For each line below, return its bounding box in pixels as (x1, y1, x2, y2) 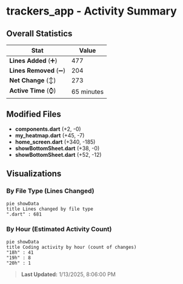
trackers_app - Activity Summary (6, 4, 177, 18)
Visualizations (6, 168, 62, 179)
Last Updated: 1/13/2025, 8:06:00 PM (21, 271, 116, 278)
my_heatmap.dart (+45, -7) (15, 131, 85, 139)
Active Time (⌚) (9, 87, 56, 94)
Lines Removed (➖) (9, 67, 65, 74)
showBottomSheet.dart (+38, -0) (15, 144, 100, 152)
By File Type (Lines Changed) (6, 187, 95, 195)
